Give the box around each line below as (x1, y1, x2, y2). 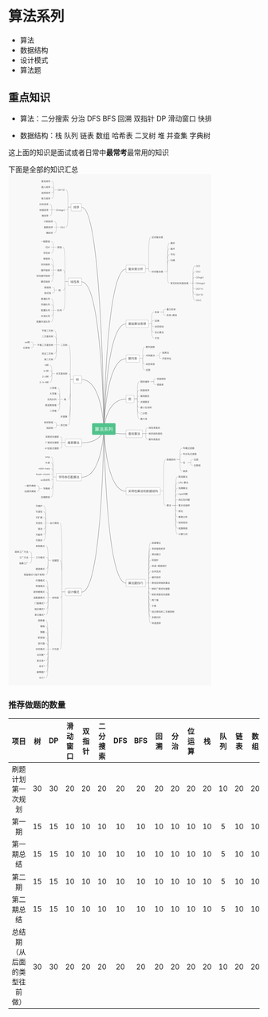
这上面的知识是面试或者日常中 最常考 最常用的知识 (8, 147, 169, 157)
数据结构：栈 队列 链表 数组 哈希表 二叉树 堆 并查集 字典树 (19, 130, 211, 140)
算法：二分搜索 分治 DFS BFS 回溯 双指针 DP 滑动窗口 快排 (19, 113, 213, 123)
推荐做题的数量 (8, 699, 66, 710)
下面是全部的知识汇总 (8, 165, 78, 174)
